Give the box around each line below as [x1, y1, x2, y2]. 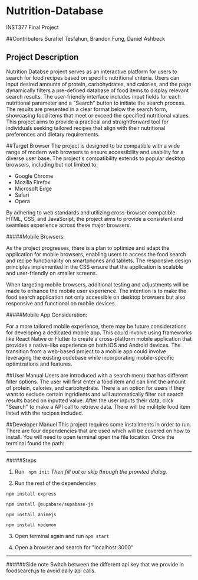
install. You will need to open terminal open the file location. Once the [6, 433, 175, 441]
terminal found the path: [6, 439, 65, 447]
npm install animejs [6, 511, 57, 517]
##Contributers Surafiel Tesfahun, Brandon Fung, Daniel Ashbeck [6, 35, 166, 42]
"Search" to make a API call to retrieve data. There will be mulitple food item [6, 403, 190, 410]
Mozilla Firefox [14, 178, 51, 185]
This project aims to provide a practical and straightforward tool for [6, 118, 169, 125]
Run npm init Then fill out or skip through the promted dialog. [14, 468, 168, 475]
